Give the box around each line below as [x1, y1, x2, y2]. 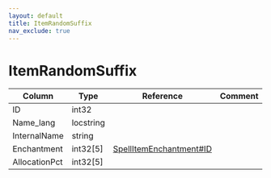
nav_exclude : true [8, 27, 70, 35]
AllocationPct [12, 156, 63, 168]
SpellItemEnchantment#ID [112, 143, 213, 155]
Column [23, 90, 54, 101]
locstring [71, 118, 105, 129]
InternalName [12, 130, 65, 142]
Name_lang [12, 118, 56, 129]
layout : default [8, 11, 63, 20]
